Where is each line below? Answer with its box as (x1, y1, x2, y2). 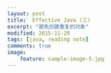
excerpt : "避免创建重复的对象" (7, 23, 89, 30)
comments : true (7, 42, 52, 49)
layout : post (7, 10, 45, 17)
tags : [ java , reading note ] (7, 36, 89, 43)
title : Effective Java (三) (7, 17, 91, 24)
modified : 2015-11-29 (7, 29, 71, 37)
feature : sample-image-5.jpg (20, 56, 105, 63)
